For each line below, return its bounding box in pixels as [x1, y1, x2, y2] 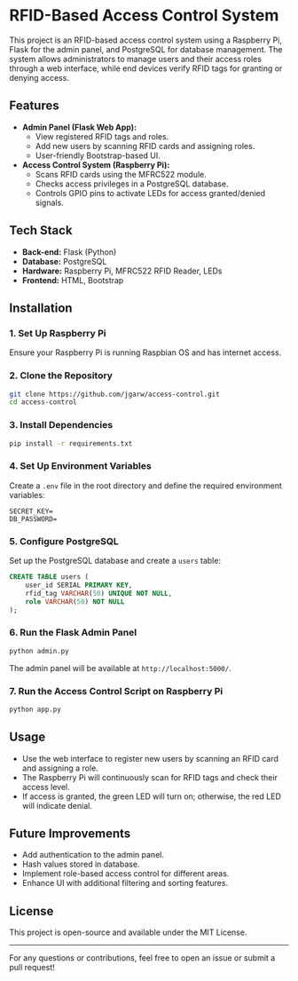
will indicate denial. [21, 800, 93, 811]
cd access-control [9, 398, 77, 407]
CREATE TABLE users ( [9, 573, 90, 581]
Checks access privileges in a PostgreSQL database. [35, 178, 229, 189]
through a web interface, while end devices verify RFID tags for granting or [9, 63, 283, 74]
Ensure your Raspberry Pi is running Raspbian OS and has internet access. [9, 347, 282, 358]
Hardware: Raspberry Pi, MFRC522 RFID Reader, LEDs [21, 265, 223, 276]
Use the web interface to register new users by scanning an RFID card [21, 753, 279, 763]
